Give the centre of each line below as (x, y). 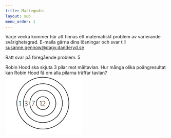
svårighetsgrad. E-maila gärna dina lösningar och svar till (65, 42)
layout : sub (18, 16)
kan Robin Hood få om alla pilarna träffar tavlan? (56, 73)
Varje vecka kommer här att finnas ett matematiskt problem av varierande (83, 37)
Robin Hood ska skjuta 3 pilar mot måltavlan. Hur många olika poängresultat (85, 67)
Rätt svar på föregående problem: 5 (43, 57)
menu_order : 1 (21, 21)
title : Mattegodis (25, 11)
